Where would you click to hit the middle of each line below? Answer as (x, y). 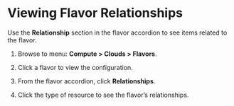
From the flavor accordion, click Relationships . (86, 81)
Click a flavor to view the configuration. (75, 67)
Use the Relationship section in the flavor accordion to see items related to (117, 33)
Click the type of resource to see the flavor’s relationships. (103, 95)
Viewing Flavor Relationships (95, 13)
